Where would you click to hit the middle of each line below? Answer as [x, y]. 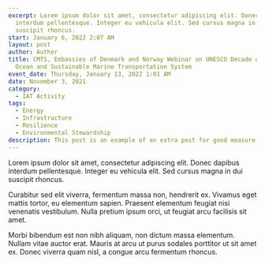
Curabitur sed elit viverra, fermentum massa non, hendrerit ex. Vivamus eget [132, 195]
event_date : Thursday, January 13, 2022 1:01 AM [90, 74]
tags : [17, 103]
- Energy [30, 111]
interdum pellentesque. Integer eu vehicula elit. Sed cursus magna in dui [125, 171]
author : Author [33, 52]
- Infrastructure [44, 118]
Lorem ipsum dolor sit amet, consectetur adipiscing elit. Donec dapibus [124, 162]
